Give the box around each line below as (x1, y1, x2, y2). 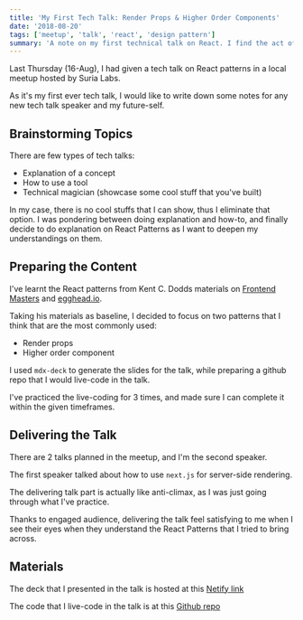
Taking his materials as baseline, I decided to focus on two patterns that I (9, 310, 281, 321)
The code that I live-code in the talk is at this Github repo (9, 600, 221, 611)
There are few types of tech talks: (9, 150, 135, 161)
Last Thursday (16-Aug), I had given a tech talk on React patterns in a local (9, 63, 287, 74)
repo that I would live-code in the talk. (9, 374, 151, 385)
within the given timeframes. (9, 401, 115, 412)
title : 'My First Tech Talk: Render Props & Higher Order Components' (9, 13, 280, 23)
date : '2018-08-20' (9, 22, 83, 31)
